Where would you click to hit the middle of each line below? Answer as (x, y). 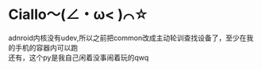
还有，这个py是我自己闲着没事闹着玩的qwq (79, 57)
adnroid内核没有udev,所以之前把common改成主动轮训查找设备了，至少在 (127, 38)
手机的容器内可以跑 (46, 47)
